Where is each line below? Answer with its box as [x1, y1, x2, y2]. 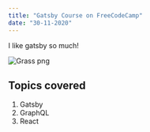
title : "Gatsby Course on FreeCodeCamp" [8, 11, 144, 20]
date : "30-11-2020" [8, 19, 73, 27]
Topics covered [8, 78, 86, 92]
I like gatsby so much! [8, 40, 79, 50]
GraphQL [19, 108, 50, 118]
